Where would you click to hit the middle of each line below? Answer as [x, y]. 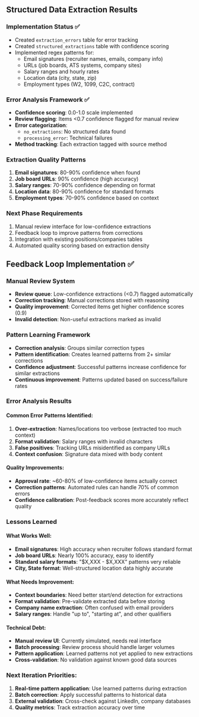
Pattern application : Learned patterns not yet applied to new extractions [104, 654]
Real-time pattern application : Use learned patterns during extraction [101, 688]
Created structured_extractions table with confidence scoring [92, 46]
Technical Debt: [26, 628]
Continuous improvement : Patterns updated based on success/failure [101, 379]
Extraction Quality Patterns [46, 159]
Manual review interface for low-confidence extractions [83, 226]
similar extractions [37, 373]
